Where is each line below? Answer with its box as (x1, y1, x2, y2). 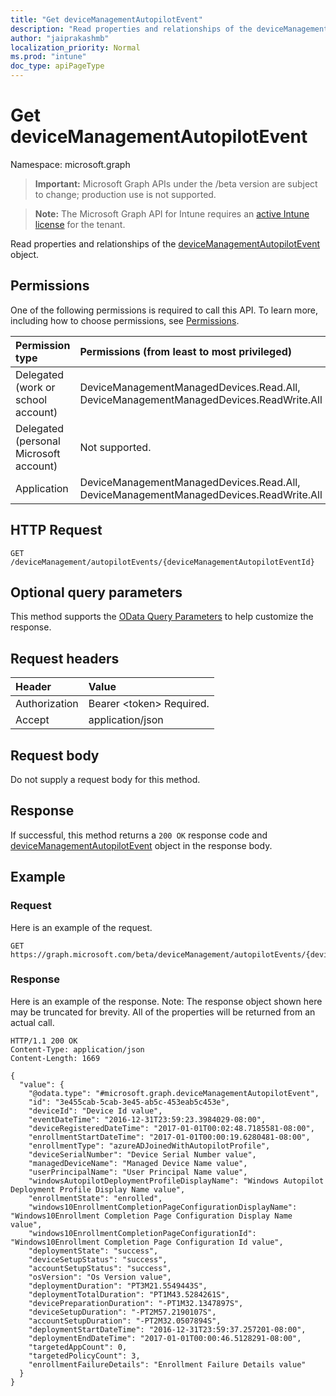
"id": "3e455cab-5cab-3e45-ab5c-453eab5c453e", (28, 1097, 230, 1107)
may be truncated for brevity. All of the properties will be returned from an (10, 1006, 316, 1018)
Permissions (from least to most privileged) (79, 344, 293, 358)
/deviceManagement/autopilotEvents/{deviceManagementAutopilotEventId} (10, 557, 315, 567)
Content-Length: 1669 (10, 1053, 101, 1063)
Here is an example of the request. (10, 921, 153, 933)
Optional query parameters (10, 584, 183, 601)
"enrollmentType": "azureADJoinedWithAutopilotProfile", (28, 1141, 271, 1151)
